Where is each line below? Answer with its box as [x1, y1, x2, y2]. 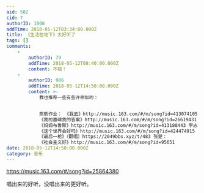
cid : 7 [6, 15, 23, 21]
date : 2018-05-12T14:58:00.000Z [6, 145, 89, 151]
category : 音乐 [6, 151, 43, 157]
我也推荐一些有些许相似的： [38, 94, 99, 100]
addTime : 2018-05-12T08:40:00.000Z [28, 60, 119, 66]
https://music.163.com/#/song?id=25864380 [6, 167, 119, 175]
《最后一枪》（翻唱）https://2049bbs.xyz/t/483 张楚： [38, 134, 167, 140]
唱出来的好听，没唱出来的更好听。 [6, 180, 92, 187]
